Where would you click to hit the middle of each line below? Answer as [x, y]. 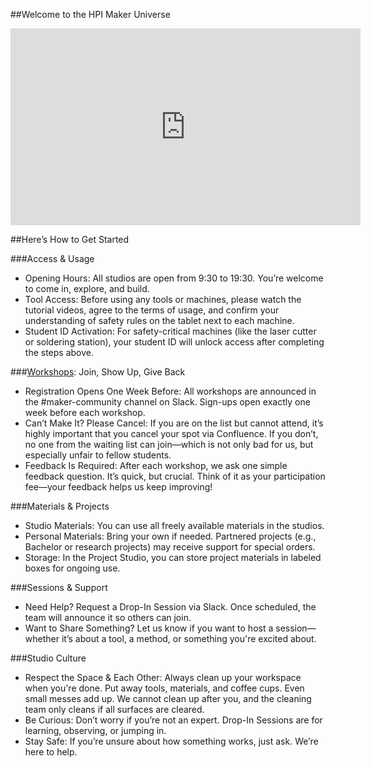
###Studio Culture [48, 658]
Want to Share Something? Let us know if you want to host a [149, 628]
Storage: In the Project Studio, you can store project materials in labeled [173, 557]
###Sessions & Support [59, 587]
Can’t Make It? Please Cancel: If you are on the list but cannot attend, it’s [174, 423]
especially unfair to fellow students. [98, 455]
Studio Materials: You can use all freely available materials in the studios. [174, 525]
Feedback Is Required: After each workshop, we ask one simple [156, 465]
